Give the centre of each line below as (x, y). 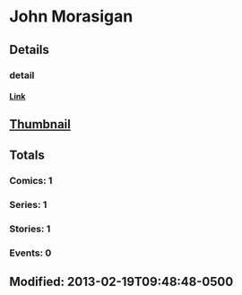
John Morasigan (71, 17)
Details (29, 50)
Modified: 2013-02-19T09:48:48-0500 (121, 281)
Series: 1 (28, 204)
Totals (27, 155)
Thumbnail (40, 124)
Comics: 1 (31, 180)
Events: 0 (30, 253)
